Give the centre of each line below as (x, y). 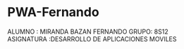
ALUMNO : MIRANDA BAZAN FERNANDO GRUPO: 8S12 (88, 31)
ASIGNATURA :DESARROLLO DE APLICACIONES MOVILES (92, 38)
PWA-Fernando (54, 12)
